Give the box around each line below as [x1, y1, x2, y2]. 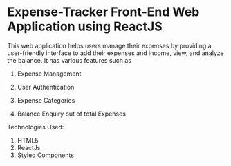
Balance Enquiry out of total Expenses [17, 110, 127, 118]
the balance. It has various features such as [7, 56, 132, 64]
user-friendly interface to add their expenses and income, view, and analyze [7, 49, 224, 57]
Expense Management [17, 70, 82, 78]
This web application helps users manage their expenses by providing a [7, 41, 212, 50]
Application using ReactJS [7, 19, 163, 34]
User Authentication [17, 83, 75, 91]
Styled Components [17, 151, 75, 159]
